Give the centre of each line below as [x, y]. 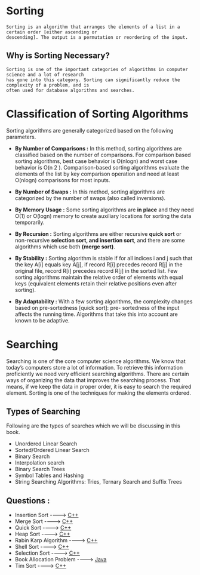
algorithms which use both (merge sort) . [65, 247]
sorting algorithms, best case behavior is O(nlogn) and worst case [96, 161]
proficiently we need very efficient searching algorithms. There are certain [98, 374]
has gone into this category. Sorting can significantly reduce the [93, 80]
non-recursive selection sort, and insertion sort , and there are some [100, 240]
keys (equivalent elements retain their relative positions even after [96, 283]
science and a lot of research [45, 75]
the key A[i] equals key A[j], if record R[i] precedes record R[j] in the [99, 265]
